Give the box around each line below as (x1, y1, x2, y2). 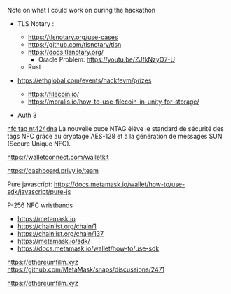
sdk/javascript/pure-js (7, 188, 71, 195)
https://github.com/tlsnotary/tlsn (27, 41, 122, 48)
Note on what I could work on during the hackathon (7, 6, 156, 14)
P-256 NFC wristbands (7, 201, 73, 209)
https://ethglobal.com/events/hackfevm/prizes (17, 76, 152, 85)
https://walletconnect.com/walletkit (7, 153, 110, 161)
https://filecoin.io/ (27, 90, 80, 98)
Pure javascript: (7, 180, 52, 188)
